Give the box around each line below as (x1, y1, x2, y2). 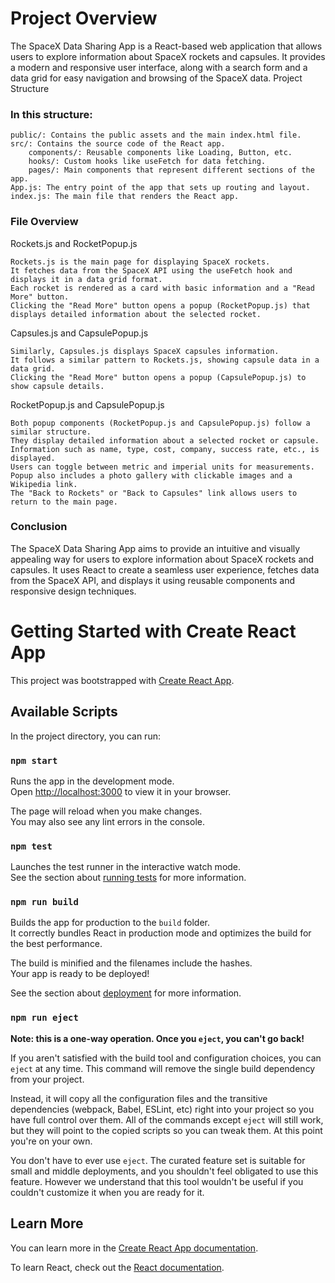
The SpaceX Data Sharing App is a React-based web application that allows (10, 40, 323, 52)
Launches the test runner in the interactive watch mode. (10, 861, 242, 873)
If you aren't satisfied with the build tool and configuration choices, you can (10, 1052, 322, 1064)
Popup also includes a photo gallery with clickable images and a (10, 470, 293, 481)
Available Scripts (10, 703, 118, 721)
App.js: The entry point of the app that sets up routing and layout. (10, 183, 311, 193)
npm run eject (10, 1012, 79, 1024)
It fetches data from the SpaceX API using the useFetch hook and (10, 265, 293, 276)
